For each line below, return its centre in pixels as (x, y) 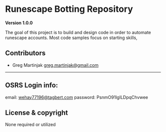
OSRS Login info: (32, 85)
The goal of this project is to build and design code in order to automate (78, 32)
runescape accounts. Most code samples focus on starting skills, (71, 38)
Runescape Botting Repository (69, 9)
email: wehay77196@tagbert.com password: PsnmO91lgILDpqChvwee (77, 97)
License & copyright (37, 112)
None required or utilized (30, 125)
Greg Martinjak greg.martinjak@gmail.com (55, 65)
